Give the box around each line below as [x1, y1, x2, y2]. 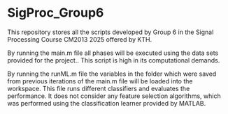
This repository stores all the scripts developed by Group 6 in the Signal [7, 28, 214, 36]
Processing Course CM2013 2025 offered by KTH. [7, 35, 152, 43]
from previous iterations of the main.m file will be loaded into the [7, 76, 193, 85]
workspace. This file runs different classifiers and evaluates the [7, 84, 190, 92]
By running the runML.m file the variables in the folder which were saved [7, 70, 217, 78]
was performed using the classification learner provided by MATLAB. [7, 99, 206, 107]
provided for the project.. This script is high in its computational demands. [7, 56, 220, 64]
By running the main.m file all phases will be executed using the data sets [7, 49, 219, 57]
